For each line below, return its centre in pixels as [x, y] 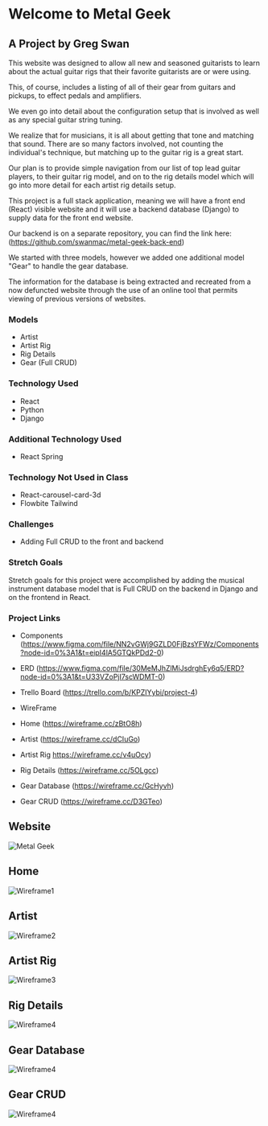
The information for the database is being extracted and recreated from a [130, 281]
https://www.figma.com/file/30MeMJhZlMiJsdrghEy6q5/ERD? [142, 668]
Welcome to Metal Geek [90, 14]
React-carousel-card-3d [60, 495]
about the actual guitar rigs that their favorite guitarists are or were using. [130, 72]
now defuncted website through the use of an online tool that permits [123, 290]
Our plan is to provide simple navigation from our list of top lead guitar [125, 168]
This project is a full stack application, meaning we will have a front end [127, 201]
